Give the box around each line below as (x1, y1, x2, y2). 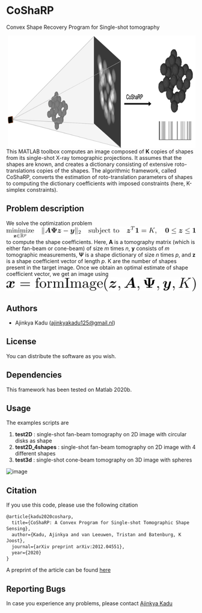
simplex (6, 186, 26, 193)
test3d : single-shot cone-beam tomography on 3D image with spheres (14, 456, 192, 463)
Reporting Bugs (6, 584, 66, 594)
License (6, 337, 37, 347)
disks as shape (14, 437, 52, 445)
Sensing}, (6, 526, 31, 532)
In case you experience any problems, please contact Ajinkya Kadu (6, 600, 173, 607)
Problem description (6, 204, 84, 214)
